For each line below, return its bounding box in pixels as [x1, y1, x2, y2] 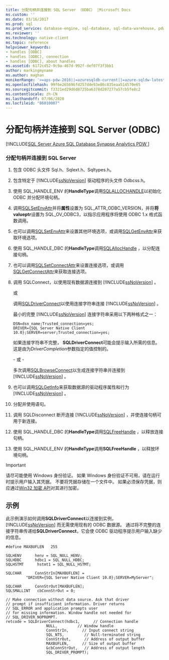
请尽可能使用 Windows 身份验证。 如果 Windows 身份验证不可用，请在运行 [6, 473, 160, 479]
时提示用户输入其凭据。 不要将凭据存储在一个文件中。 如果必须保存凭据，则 [6, 479, 162, 485]
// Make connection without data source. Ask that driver [6, 597, 129, 602]
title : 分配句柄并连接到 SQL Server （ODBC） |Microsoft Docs [6, 7, 131, 13]
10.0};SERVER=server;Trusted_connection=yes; [13, 330, 110, 335]
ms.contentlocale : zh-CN [6, 91, 58, 97]
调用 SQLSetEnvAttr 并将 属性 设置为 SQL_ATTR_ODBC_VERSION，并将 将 [13, 205, 159, 211]
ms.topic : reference [6, 40, 49, 45]
